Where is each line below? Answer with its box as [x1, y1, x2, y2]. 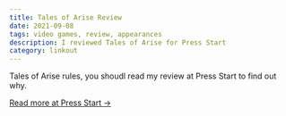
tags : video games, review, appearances [9, 29, 163, 38]
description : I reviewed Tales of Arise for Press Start [9, 37, 227, 47]
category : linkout [9, 46, 78, 55]
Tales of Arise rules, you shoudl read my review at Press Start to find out [9, 70, 277, 81]
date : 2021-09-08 [9, 21, 74, 30]
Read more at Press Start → [9, 97, 112, 108]
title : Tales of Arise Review [9, 12, 123, 22]
